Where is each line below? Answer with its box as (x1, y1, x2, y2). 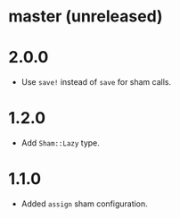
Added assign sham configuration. (20, 198, 148, 209)
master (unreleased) (8, 6, 163, 27)
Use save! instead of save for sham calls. (20, 77, 172, 88)
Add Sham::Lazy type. (20, 138, 100, 148)
